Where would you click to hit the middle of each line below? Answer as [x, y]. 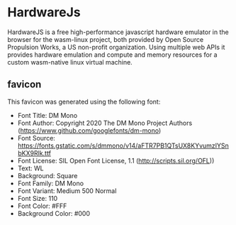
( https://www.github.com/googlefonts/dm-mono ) [89, 130]
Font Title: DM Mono [47, 115]
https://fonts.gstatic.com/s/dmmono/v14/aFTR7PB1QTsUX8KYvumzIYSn [123, 146]
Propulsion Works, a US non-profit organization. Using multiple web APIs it [116, 47]
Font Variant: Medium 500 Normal [67, 191]
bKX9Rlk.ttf [34, 153]
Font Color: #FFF [42, 206]
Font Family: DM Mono [50, 183]
